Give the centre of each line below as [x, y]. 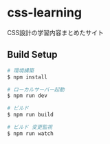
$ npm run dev [27, 96]
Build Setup [32, 55]
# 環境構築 [21, 70]
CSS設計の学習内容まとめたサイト [56, 32]
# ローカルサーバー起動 [36, 90]
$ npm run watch [30, 133]
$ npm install [27, 77]
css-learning [45, 13]
